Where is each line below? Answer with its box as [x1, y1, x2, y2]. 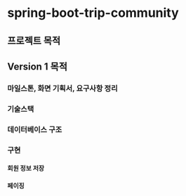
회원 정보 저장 [7, 164, 44, 173]
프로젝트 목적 [7, 34, 61, 46]
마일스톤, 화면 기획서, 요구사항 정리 [7, 83, 118, 93]
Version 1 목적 [7, 60, 68, 72]
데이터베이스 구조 [7, 124, 62, 134]
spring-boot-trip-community [7, 5, 179, 21]
